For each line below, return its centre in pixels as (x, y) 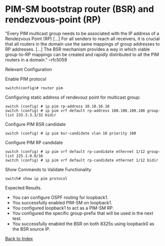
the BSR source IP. (31, 229)
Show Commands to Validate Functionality (48, 169)
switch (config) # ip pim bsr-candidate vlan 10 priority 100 (71, 133)
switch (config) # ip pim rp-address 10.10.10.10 (57, 106)
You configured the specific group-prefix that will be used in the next (83, 213)
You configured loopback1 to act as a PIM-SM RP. (63, 208)
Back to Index (19, 239)
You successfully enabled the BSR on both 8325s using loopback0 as (83, 224)
